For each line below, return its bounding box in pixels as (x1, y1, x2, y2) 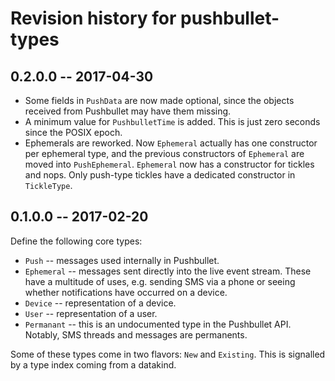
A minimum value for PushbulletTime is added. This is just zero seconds (24, 116, 321, 127)
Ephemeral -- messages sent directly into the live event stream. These (24, 265, 312, 277)
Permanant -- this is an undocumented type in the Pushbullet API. (24, 318, 292, 330)
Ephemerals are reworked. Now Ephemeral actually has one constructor (24, 137, 318, 149)
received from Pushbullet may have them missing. (24, 105, 232, 117)
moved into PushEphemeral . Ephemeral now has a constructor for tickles (24, 158, 315, 170)
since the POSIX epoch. (24, 127, 123, 138)
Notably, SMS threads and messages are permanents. (24, 328, 248, 341)
